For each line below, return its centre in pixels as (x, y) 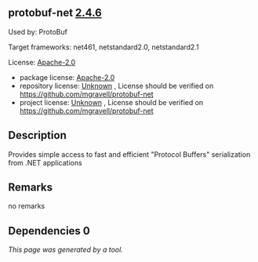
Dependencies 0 (49, 231)
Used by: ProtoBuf (38, 31)
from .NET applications (45, 162)
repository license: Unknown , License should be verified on (116, 86)
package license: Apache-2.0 (67, 77)
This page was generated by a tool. (65, 249)
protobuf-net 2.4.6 (55, 13)
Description (37, 135)
